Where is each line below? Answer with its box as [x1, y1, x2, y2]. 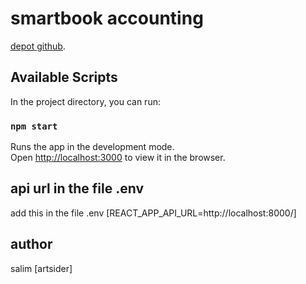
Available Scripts [10, 69, 118, 86]
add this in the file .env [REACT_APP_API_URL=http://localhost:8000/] [10, 207, 297, 219]
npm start [10, 120, 58, 132]
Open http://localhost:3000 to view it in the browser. [10, 152, 226, 164]
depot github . [10, 40, 66, 52]
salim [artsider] [10, 262, 73, 274]
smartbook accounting [10, 7, 204, 30]
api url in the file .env [10, 180, 144, 197]
